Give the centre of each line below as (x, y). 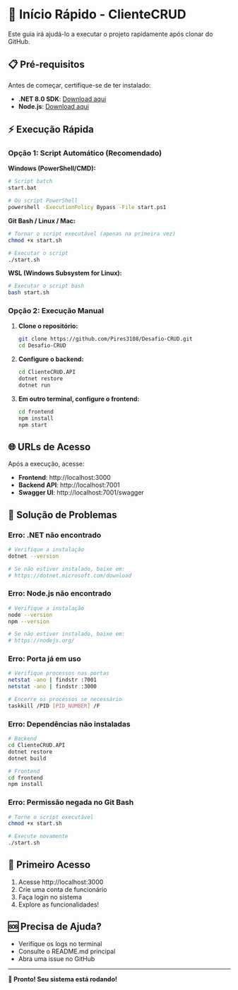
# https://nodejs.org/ (41, 641)
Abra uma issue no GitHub (56, 959)
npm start (33, 425)
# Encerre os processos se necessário (65, 700)
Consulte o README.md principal (67, 951)
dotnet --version (34, 556)
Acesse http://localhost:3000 (61, 882)
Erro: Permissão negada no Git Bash (71, 803)
